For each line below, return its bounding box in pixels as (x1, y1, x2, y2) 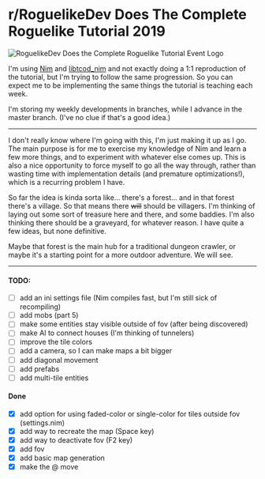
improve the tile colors (19, 338, 93, 347)
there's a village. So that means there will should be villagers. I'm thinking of (8, 201, 256, 210)
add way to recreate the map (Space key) (19, 426, 155, 436)
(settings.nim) (19, 417, 65, 428)
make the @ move (19, 462, 79, 472)
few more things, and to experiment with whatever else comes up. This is (8, 152, 246, 161)
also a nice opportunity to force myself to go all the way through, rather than (8, 160, 256, 170)
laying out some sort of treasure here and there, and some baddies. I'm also (8, 209, 255, 219)
